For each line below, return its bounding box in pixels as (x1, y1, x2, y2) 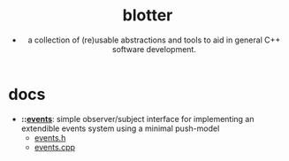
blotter (122, 5, 173, 26)
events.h (34, 132, 66, 142)
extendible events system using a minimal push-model (20, 123, 220, 134)
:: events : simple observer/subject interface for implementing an (20, 113, 255, 124)
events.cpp (34, 142, 76, 152)
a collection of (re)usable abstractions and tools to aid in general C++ (27, 34, 281, 45)
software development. (112, 43, 196, 54)
